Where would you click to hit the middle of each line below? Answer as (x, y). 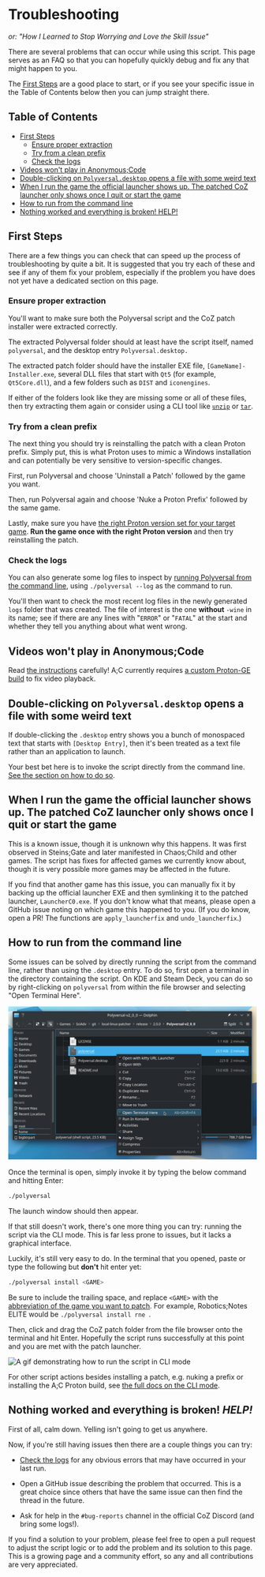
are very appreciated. (43, 1564)
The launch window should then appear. (73, 1211)
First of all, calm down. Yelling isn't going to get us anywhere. (108, 1429)
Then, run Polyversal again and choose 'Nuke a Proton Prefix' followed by (128, 500)
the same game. (34, 508)
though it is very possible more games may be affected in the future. (119, 869)
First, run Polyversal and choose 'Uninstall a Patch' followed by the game (127, 476)
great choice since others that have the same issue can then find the (131, 1492)
